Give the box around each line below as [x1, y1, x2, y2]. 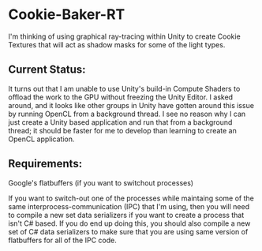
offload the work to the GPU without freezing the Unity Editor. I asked [8, 92, 234, 102]
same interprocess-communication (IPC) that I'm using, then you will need [8, 201, 250, 211]
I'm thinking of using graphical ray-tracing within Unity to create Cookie [8, 32, 241, 41]
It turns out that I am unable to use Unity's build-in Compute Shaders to [8, 84, 241, 93]
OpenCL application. [8, 134, 75, 144]
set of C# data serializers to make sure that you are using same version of [8, 227, 249, 236]
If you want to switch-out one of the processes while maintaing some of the [8, 193, 255, 203]
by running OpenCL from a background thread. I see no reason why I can [8, 109, 246, 118]
